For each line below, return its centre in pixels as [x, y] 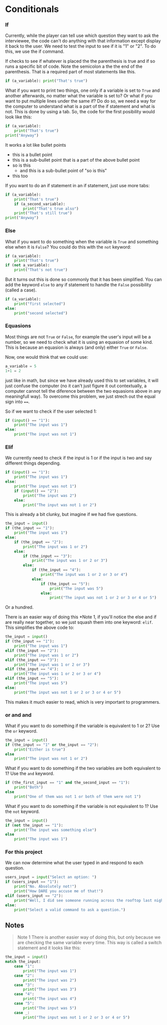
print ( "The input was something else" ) [55, 830]
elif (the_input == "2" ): [32, 650]
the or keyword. [21, 731]
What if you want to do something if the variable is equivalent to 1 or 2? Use [83, 726]
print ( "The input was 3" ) [50, 990]
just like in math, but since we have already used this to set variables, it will [82, 380]
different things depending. [33, 463]
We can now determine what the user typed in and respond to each [74, 863]
